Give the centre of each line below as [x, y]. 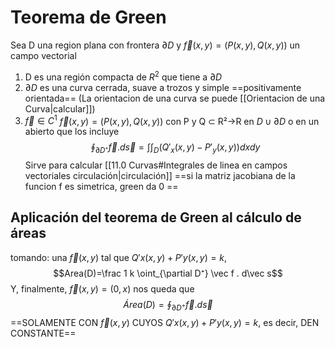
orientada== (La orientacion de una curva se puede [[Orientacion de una [175, 98]
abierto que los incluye [72, 132]
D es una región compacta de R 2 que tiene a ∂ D [123, 76]
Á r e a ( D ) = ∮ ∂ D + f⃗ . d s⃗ [168, 305]
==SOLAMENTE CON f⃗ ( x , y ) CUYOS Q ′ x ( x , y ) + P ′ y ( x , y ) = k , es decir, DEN [165, 322]
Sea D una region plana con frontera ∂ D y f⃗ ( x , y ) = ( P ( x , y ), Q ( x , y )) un [155, 45]
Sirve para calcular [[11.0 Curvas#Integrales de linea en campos [156, 165]
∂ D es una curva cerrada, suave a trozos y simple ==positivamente [163, 87]
